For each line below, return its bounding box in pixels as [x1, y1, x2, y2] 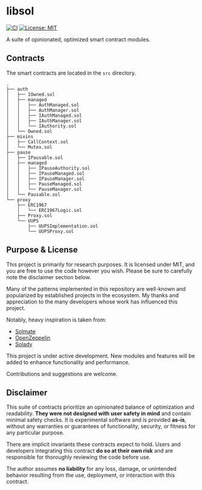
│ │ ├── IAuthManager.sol [6, 117, 83, 124]
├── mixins [6, 134, 34, 140]
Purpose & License [6, 245, 78, 255]
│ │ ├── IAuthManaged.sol [6, 113, 83, 119]
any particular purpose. [6, 429, 65, 436]
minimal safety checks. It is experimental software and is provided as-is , [6, 417, 187, 424]
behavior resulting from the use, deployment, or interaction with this [6, 471, 175, 479]
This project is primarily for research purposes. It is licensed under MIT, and [6, 261, 195, 268]
